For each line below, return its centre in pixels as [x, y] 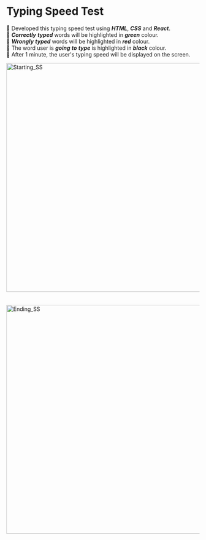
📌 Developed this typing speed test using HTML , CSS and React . [88, 28]
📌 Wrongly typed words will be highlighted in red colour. [78, 41]
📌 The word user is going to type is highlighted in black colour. [86, 48]
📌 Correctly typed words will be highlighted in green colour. [82, 34]
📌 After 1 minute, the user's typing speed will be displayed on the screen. [98, 54]
